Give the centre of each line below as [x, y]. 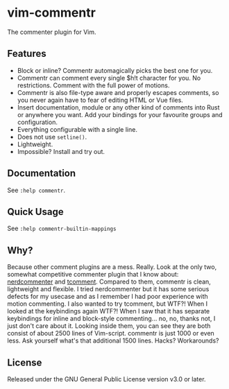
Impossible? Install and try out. [61, 151]
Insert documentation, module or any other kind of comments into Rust [118, 107]
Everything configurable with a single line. [77, 129]
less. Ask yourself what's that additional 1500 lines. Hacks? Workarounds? [113, 340]
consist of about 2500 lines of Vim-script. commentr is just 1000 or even [111, 334]
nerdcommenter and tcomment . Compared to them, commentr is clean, [109, 282]
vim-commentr [51, 13]
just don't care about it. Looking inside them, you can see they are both [109, 326]
